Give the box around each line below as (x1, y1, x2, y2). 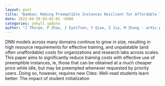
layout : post (5, 7, 32, 12)
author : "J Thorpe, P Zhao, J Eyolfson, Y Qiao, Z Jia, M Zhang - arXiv (5, 26, 157, 30)
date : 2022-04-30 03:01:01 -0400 (5, 16, 74, 21)
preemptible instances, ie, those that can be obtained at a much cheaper (5, 60, 152, 66)
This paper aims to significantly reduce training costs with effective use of (5, 55, 155, 60)
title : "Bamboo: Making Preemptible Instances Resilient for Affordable (5, 12, 157, 17)
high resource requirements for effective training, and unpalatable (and (5, 44, 149, 50)
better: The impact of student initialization (5, 76, 90, 82)
